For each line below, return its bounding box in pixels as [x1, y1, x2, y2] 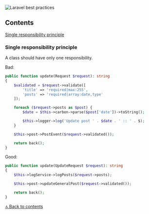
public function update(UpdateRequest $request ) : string [5, 163, 123, 168]
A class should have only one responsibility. [5, 55, 93, 61]
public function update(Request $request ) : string [5, 74, 110, 79]
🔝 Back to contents [5, 203, 43, 209]
